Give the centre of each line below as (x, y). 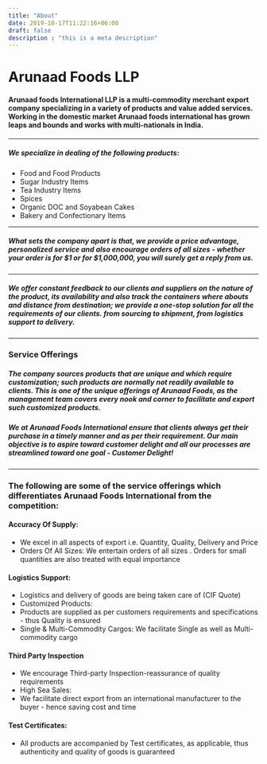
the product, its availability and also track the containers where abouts (128, 297)
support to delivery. (42, 322)
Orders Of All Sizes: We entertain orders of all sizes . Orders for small (133, 551)
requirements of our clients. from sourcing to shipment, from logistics (126, 314)
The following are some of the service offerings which (114, 485)
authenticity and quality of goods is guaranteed (97, 751)
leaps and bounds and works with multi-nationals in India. (106, 125)
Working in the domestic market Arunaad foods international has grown (129, 117)
